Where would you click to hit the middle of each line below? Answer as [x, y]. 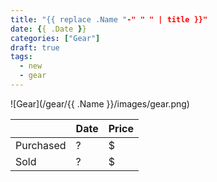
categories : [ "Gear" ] [55, 38]
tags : [21, 57]
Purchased [41, 145]
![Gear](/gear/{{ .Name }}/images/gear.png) [100, 103]
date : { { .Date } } [48, 29]
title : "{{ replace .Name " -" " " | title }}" [109, 19]
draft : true [35, 47]
